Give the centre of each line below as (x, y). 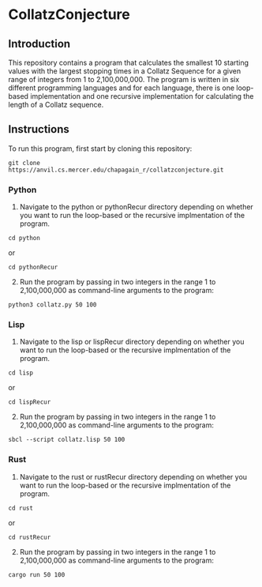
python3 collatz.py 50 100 (52, 305)
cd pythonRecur (33, 267)
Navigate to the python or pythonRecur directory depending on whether (137, 207)
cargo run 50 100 (37, 574)
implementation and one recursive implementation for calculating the (142, 96)
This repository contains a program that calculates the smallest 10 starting (129, 62)
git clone (24, 163)
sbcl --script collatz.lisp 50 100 (67, 440)
